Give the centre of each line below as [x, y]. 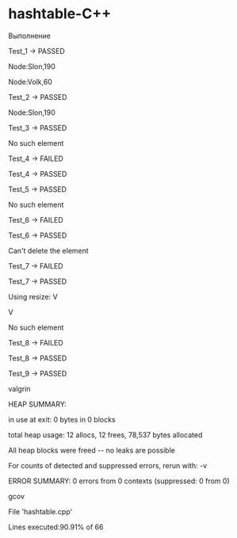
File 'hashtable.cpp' [40, 511]
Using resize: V [33, 296]
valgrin [19, 388]
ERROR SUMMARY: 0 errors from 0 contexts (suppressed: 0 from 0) [119, 481]
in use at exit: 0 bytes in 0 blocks [62, 419]
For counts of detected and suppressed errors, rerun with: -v [108, 465]
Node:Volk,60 [31, 82]
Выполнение [30, 36]
